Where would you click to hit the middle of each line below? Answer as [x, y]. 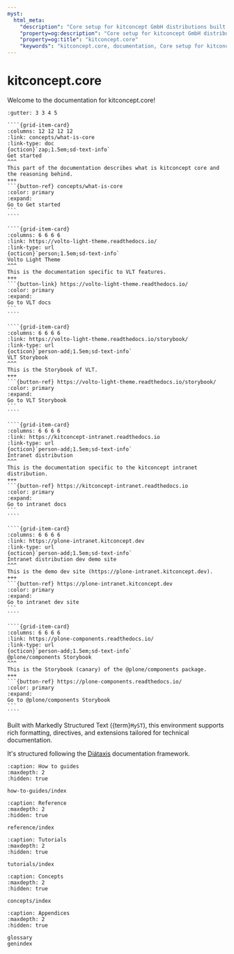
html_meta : [29, 20]
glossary [20, 937]
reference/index [31, 827]
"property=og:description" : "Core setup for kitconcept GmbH [110, 33]
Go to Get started [34, 204]
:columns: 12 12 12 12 [40, 131]
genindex [20, 944]
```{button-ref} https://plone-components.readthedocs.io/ [95, 681]
